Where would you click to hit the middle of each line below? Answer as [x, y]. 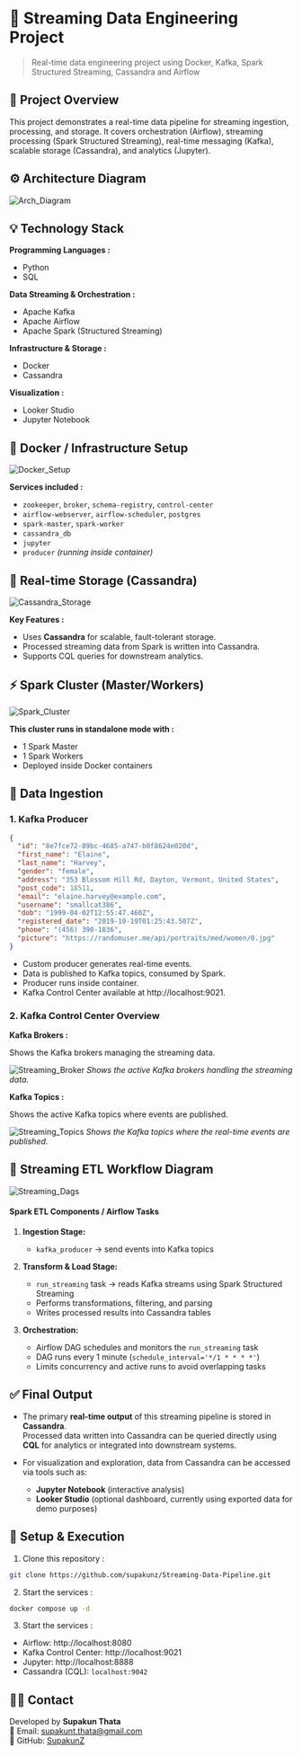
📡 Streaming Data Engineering [124, 18]
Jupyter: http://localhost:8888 [78, 1662]
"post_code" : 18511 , [56, 888]
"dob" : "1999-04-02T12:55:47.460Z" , [86, 913]
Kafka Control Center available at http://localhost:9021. [124, 992]
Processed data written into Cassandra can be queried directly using [149, 1435]
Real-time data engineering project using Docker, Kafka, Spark [147, 62]
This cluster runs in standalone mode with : [92, 729]
